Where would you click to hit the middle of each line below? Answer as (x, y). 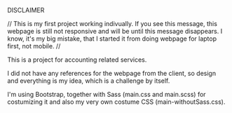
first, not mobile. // (34, 46)
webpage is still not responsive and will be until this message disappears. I (115, 31)
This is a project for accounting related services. (77, 60)
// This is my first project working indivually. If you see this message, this (112, 24)
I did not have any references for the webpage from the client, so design (111, 73)
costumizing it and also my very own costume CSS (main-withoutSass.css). (116, 102)
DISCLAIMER (26, 10)
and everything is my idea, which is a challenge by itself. (89, 81)
